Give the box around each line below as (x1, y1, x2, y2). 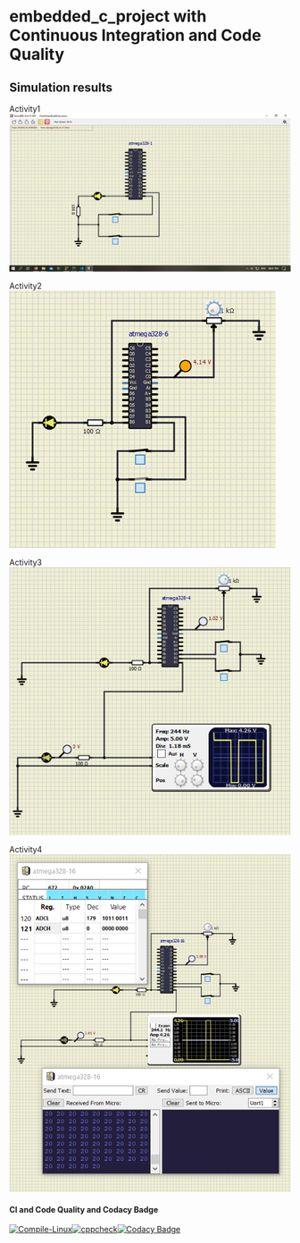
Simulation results (9, 80, 113, 95)
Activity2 (9, 281, 43, 291)
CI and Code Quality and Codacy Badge (9, 1204, 159, 1214)
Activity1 (9, 104, 41, 113)
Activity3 (9, 557, 43, 567)
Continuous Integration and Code (9, 25, 262, 46)
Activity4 (9, 844, 43, 854)
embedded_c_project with (9, 6, 207, 27)
